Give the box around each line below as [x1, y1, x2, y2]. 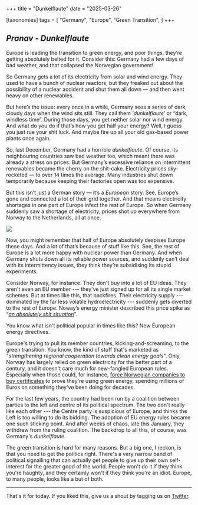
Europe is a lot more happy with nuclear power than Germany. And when [6, 249, 183, 256]
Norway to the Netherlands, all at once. [6, 214, 101, 221]
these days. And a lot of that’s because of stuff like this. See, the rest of [6, 242, 180, 250]
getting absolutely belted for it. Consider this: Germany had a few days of [6, 55, 184, 63]
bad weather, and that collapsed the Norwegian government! [6, 61, 154, 68]
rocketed [6, 171, 28, 178]
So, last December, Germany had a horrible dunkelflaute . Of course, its [6, 146, 179, 153]
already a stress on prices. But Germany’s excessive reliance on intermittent [6, 159, 190, 166]
